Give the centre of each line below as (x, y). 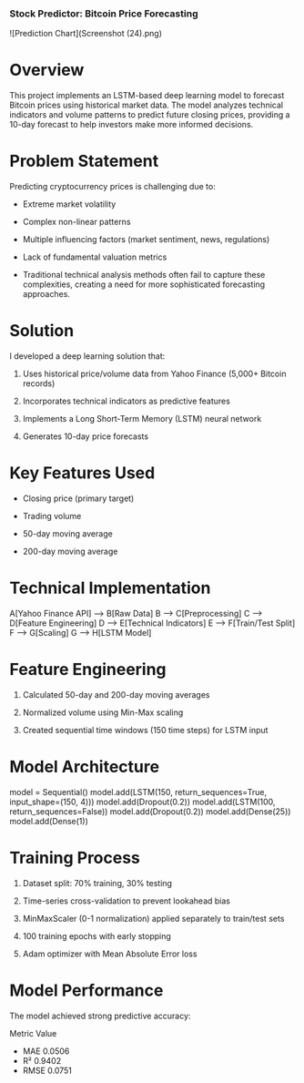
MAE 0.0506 (46, 1051)
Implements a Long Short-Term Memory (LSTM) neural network (142, 419)
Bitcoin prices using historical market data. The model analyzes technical (147, 105)
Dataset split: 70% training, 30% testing (97, 883)
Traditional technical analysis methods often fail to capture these (144, 275)
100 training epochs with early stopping (96, 935)
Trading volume (52, 516)
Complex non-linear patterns (76, 222)
